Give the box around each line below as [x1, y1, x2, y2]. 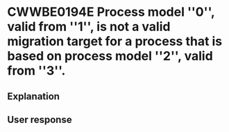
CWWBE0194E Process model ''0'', [7, 4, 215, 20]
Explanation [7, 91, 60, 102]
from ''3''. [7, 63, 66, 79]
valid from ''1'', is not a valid [7, 19, 171, 35]
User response [7, 113, 72, 125]
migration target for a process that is [7, 34, 223, 49]
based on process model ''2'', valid [7, 48, 213, 64]
